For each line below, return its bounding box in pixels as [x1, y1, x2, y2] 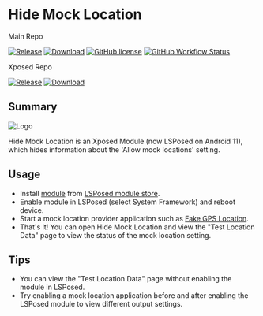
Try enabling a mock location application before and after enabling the [19, 291, 249, 300]
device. [19, 205, 44, 214]
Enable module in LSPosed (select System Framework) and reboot [19, 197, 235, 206]
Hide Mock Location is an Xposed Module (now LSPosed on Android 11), [8, 136, 243, 146]
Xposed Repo [8, 61, 53, 72]
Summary [8, 100, 58, 113]
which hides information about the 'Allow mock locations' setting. [8, 144, 220, 154]
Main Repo [8, 32, 43, 41]
